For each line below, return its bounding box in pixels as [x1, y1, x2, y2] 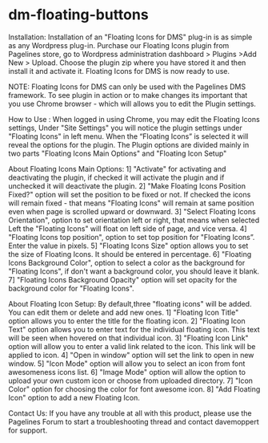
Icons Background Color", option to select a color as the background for [8, 258, 246, 267]
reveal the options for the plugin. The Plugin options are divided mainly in [8, 140, 250, 149]
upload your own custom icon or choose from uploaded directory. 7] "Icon [8, 376, 254, 385]
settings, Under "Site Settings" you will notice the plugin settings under [8, 123, 242, 132]
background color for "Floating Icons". [8, 283, 134, 293]
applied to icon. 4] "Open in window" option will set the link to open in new [8, 350, 254, 360]
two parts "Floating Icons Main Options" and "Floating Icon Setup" [8, 148, 227, 158]
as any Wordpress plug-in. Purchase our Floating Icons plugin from [8, 40, 230, 50]
